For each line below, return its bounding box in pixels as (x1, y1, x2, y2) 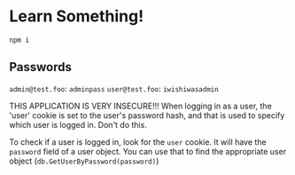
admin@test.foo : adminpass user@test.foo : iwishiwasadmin (9, 83, 219, 94)
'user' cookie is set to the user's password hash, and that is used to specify (9, 109, 285, 121)
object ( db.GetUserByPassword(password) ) (9, 155, 159, 166)
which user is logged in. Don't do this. (9, 119, 148, 130)
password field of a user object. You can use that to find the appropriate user (9, 146, 286, 156)
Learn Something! (9, 6, 144, 27)
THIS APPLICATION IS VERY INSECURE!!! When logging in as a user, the (9, 100, 272, 111)
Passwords (9, 60, 73, 75)
